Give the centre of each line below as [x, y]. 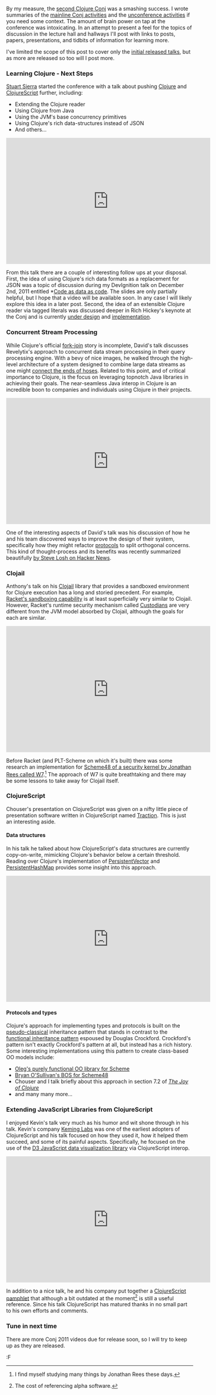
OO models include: [30, 1057]
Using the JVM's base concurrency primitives [71, 117]
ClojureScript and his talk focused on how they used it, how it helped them [97, 1135]
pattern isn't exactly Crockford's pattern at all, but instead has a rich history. [99, 1045]
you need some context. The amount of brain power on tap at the [86, 21]
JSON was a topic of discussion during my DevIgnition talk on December [95, 285]
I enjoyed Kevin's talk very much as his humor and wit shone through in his [98, 1122]
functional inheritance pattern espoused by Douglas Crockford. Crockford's [99, 1038]
